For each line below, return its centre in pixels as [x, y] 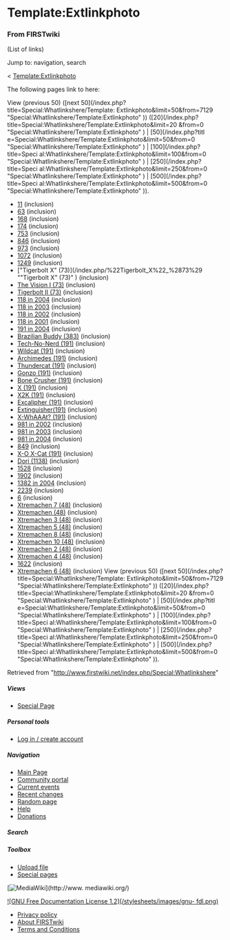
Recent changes [40, 794]
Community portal [43, 780]
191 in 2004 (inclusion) [49, 329]
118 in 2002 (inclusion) [49, 314]
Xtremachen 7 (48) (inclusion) [60, 505]
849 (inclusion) [39, 446]
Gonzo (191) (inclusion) [50, 373]
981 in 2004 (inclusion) [50, 439]
